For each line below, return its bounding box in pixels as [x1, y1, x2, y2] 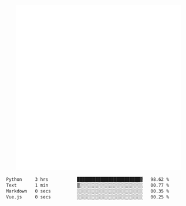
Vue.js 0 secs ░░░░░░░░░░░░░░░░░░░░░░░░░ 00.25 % [6, 194, 169, 200]
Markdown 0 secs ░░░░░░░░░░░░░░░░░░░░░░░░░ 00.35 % [6, 188, 169, 194]
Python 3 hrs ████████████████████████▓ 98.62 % [6, 177, 169, 183]
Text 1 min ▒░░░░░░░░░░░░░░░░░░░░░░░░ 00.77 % [6, 183, 169, 188]
